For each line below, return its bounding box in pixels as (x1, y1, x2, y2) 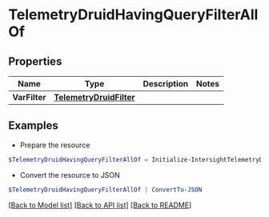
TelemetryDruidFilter (54, 92, 135, 102)
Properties (8, 54, 62, 68)
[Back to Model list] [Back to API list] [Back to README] (8, 200, 192, 210)
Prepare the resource (19, 140, 90, 150)
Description (143, 78, 189, 89)
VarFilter (12, 92, 46, 102)
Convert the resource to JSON (19, 170, 120, 179)
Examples (8, 119, 58, 133)
